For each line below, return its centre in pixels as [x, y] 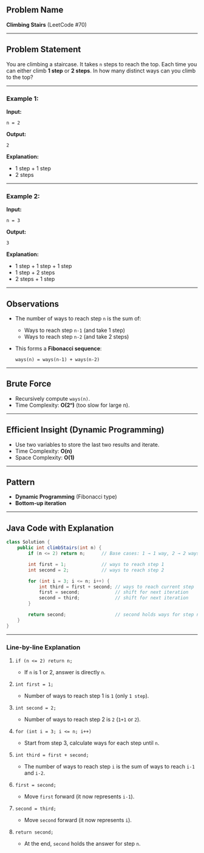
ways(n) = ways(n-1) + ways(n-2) [57, 360]
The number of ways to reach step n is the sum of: [78, 319]
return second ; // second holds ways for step [111, 615]
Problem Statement [44, 50]
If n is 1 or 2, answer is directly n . [65, 672]
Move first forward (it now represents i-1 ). [79, 796]
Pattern [21, 482]
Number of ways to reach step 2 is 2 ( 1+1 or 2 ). [82, 719]
